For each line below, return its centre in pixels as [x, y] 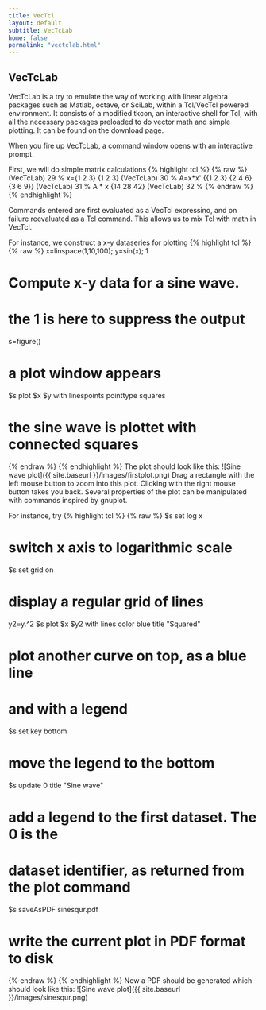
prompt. [21, 154]
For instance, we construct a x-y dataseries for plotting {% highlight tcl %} [130, 242]
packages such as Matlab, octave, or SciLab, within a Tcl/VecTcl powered [128, 105]
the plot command [69, 888]
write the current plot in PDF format [127, 942]
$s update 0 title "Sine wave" [56, 785]
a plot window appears [85, 373]
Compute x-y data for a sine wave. [124, 283]
